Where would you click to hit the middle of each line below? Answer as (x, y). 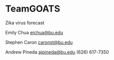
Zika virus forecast (25, 23)
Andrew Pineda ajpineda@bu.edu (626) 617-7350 (57, 52)
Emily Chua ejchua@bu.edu (34, 32)
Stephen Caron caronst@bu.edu (39, 42)
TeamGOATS (33, 9)
